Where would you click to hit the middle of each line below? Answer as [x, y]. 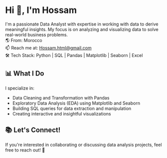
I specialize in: [20, 88]
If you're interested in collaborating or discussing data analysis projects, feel [83, 144]
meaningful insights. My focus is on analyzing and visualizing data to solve [82, 29]
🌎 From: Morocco [24, 40]
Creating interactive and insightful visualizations [62, 113]
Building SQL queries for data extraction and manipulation [72, 108]
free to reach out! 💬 [25, 150]
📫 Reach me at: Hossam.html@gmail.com [48, 47]
